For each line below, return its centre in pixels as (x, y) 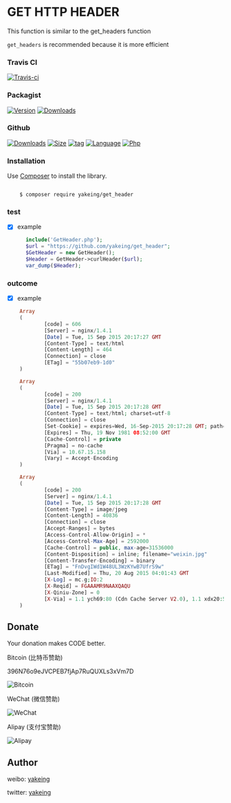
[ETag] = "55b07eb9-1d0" (79, 363)
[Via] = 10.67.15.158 (75, 452)
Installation (26, 161)
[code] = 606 (62, 324)
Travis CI (22, 62)
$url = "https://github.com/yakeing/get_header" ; (98, 246)
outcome (22, 283)
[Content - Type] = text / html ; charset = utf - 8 (107, 414)
